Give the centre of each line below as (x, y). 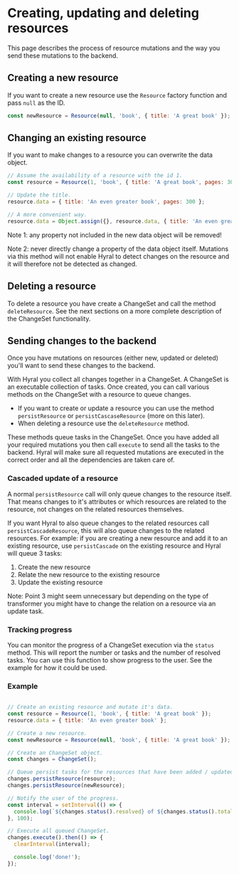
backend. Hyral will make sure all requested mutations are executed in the (116, 452)
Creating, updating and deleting (103, 13)
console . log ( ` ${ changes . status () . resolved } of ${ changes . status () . (116, 811)
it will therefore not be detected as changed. (72, 264)
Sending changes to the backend (82, 341)
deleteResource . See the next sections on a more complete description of (115, 311)
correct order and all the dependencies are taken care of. (91, 460)
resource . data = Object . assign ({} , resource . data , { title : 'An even (113, 221)
